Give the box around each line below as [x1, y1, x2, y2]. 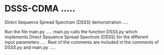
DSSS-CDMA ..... [4, 3, 76, 14]
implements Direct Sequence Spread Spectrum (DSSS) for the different [4, 34, 148, 40]
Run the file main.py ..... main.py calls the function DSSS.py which [4, 28, 138, 34]
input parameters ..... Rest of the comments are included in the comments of [4, 39, 159, 45]
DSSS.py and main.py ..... [4, 44, 56, 50]
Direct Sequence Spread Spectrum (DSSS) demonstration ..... [4, 19, 129, 25]
